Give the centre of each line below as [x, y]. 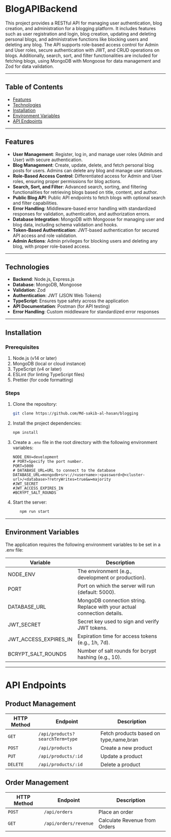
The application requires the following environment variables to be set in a [83, 544]
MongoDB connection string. [111, 600]
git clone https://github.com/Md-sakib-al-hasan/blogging [75, 413]
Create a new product [126, 748]
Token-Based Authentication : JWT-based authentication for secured [86, 230]
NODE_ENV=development [35, 457]
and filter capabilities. [35, 203]
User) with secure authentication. [48, 160]
